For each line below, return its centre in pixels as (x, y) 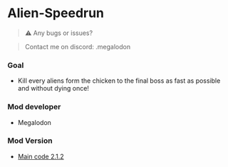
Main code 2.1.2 (41, 156)
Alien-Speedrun (56, 13)
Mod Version (30, 141)
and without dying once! (53, 88)
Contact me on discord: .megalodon (77, 46)
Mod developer (34, 107)
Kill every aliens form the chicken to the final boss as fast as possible (119, 81)
